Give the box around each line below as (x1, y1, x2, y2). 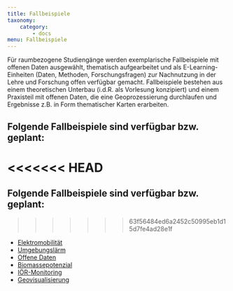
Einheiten (7, 71, 34, 79)
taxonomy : (7, 17, 36, 24)
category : (20, 23, 49, 30)
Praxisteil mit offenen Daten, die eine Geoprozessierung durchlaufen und (7, 93, 217, 102)
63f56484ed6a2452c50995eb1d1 (129, 217, 226, 225)
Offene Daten (17, 253, 57, 262)
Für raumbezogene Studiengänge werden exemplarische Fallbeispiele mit (7, 55, 219, 64)
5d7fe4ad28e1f (129, 224, 173, 233)
